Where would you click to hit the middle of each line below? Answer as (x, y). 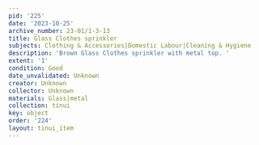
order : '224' (30, 121)
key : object (28, 114)
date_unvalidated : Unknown (54, 76)
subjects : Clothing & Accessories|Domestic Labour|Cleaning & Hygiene (130, 46)
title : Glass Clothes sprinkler (63, 38)
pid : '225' (27, 16)
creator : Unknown (38, 83)
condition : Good (36, 68)
